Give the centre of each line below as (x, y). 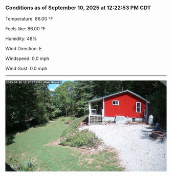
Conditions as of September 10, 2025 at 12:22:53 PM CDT (78, 8)
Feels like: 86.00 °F (26, 29)
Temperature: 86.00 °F (29, 19)
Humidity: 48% (21, 39)
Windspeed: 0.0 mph (27, 58)
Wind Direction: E (24, 49)
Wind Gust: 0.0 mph (26, 69)
